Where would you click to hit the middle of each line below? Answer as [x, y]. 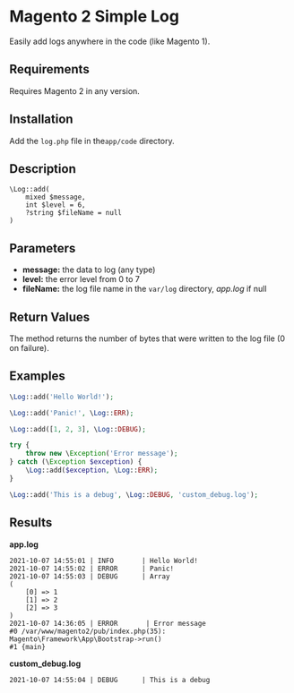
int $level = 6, [56, 205]
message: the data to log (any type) [89, 269]
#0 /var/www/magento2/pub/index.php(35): [88, 631]
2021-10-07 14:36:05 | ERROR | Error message [108, 623]
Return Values [50, 317]
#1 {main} [28, 646]
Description [43, 169]
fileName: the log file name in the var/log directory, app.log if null [144, 289]
